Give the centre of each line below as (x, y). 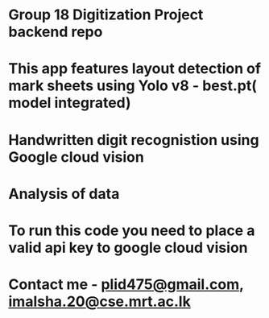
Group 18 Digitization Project (106, 15)
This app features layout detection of (135, 69)
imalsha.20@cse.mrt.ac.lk (99, 301)
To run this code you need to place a (132, 230)
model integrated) (70, 103)
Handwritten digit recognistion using (134, 140)
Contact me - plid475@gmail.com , (126, 285)
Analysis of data (64, 194)
